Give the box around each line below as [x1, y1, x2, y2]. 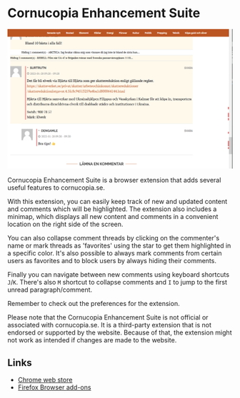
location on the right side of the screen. [7, 220, 124, 229]
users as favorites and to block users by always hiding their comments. [7, 257, 216, 265]
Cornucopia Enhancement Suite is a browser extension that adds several [7, 176, 221, 185]
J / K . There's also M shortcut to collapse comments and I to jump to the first [7, 278, 227, 287]
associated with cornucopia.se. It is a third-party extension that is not [7, 321, 212, 330]
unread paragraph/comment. [7, 285, 93, 294]
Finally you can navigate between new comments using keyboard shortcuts [7, 270, 230, 279]
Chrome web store [17, 376, 73, 384]
